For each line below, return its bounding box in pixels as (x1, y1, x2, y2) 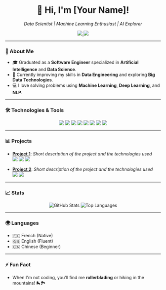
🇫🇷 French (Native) (12, 233, 53, 239)
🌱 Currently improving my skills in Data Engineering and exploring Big (12, 72, 155, 78)
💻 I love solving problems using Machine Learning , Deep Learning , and (12, 82, 160, 88)
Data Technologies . (12, 77, 53, 83)
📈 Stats (5, 189, 25, 196)
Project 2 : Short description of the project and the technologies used (12, 166, 153, 172)
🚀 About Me (5, 48, 34, 55)
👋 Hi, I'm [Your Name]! (37, 4, 129, 16)
